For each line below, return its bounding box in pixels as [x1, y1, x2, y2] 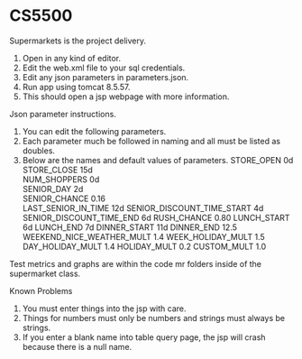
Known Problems [9, 285, 73, 296]
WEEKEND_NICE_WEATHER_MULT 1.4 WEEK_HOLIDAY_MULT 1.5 [22, 231, 265, 242]
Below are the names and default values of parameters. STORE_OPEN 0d [22, 154, 294, 165]
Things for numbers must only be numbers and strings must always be [22, 312, 286, 323]
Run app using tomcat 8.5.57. [22, 81, 131, 92]
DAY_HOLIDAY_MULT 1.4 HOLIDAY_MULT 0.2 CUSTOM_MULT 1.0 [22, 241, 267, 252]
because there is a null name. [22, 341, 133, 352]
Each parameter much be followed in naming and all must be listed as [22, 135, 281, 146]
